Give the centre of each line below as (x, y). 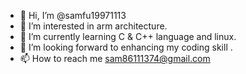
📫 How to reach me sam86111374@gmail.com (115, 58)
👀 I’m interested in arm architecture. (93, 26)
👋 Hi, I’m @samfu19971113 (73, 15)
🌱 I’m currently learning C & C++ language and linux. (128, 36)
